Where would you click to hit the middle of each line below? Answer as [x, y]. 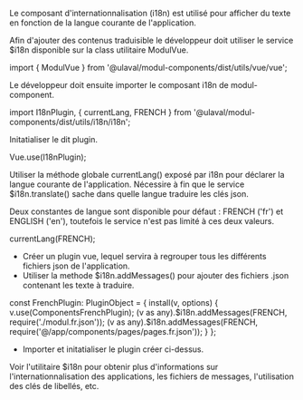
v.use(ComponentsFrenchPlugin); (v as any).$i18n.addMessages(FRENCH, [148, 312]
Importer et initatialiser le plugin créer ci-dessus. [113, 349]
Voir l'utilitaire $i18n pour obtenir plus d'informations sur [114, 367]
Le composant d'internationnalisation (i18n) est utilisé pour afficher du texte [150, 13]
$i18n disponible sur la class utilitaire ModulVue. [99, 50]
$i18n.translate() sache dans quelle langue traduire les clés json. [129, 194]
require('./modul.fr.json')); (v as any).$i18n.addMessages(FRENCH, [134, 322]
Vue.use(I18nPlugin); [48, 157]
